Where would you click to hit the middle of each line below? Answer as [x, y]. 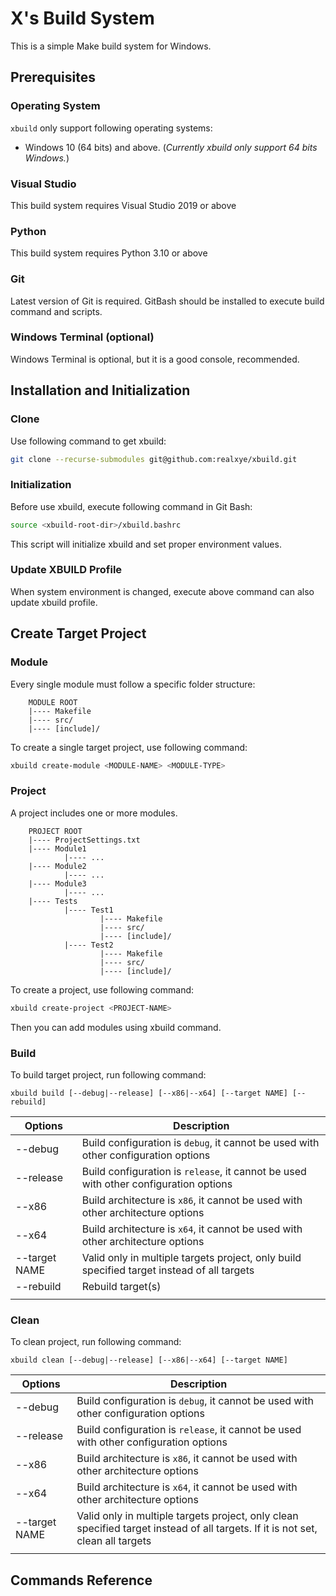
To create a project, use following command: [102, 989]
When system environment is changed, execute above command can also [162, 591]
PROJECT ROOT [55, 831]
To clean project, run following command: [96, 1342]
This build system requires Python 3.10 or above [109, 253]
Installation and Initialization [100, 390]
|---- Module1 [57, 848]
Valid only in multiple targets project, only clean [187, 1516]
